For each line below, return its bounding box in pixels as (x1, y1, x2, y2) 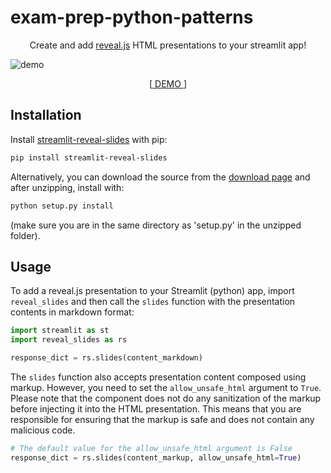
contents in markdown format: (10, 306, 135, 318)
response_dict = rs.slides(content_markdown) (10, 353, 203, 363)
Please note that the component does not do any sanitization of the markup (10, 392, 322, 404)
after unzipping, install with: (10, 181, 125, 193)
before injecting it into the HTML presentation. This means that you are (10, 402, 302, 415)
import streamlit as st (10, 326, 110, 336)
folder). (10, 229, 41, 241)
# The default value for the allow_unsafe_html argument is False (10, 443, 293, 453)
